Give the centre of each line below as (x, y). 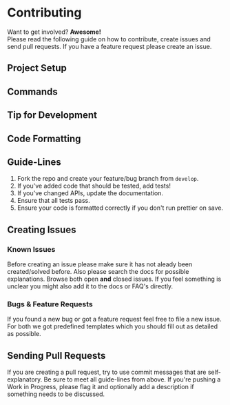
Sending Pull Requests (56, 356)
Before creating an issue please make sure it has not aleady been (100, 264)
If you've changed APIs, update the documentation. (90, 193)
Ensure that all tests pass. (54, 201)
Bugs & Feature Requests (50, 304)
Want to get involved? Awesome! (54, 32)
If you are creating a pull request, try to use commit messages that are (107, 372)
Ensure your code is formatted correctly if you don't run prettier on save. (120, 208)
